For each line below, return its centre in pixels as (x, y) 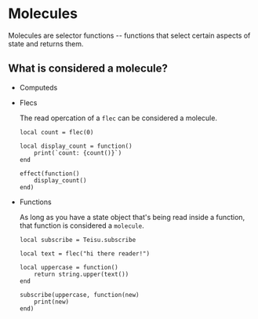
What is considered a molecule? (88, 69)
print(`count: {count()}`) (78, 153)
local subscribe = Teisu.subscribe (78, 240)
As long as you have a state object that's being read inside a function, (132, 217)
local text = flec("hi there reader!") (85, 253)
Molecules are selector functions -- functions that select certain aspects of (129, 35)
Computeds (38, 87)
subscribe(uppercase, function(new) (79, 295)
